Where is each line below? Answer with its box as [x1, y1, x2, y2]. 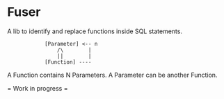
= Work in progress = [7, 84, 68, 92]
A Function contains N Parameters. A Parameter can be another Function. [7, 71, 218, 79]
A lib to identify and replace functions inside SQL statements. [7, 27, 183, 35]
